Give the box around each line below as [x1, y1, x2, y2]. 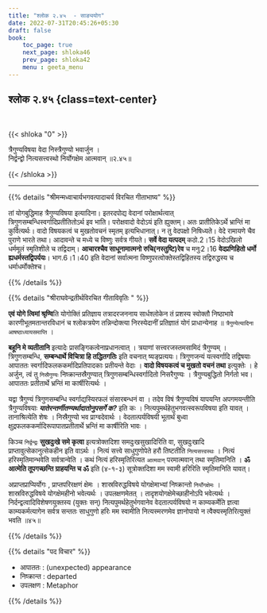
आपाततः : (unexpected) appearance [19, 562, 132, 572]
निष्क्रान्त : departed [19, 571, 77, 580]
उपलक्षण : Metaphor [19, 580, 79, 590]
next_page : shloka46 [22, 48, 91, 56]
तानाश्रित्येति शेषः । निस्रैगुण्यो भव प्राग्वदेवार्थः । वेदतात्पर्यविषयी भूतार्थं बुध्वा [8, 412, 188, 422]
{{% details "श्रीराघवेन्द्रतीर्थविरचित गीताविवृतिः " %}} [8, 293, 149, 303]
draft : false [8, 26, 52, 34]
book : [8, 33, 26, 42]
